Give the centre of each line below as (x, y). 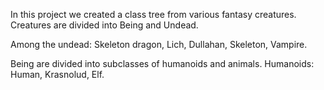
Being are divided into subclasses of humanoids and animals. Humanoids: (162, 63)
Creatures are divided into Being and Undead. (104, 25)
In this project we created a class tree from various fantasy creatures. (153, 14)
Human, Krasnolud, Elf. (57, 74)
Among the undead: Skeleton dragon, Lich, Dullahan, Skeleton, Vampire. (159, 44)
